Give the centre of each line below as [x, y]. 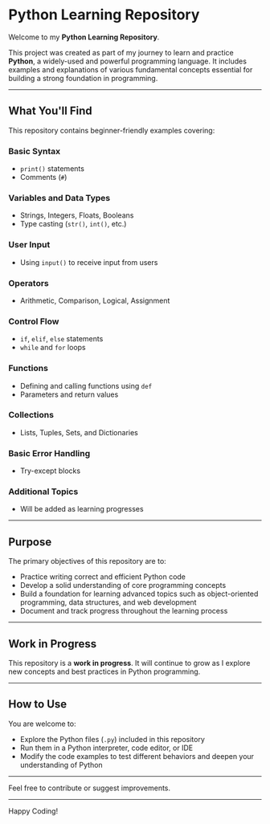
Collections [31, 415]
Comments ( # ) [43, 177]
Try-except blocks [50, 471]
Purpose [30, 542]
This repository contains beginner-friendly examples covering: [112, 130]
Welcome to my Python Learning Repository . [84, 37]
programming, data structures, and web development [108, 602]
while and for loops [53, 348]
